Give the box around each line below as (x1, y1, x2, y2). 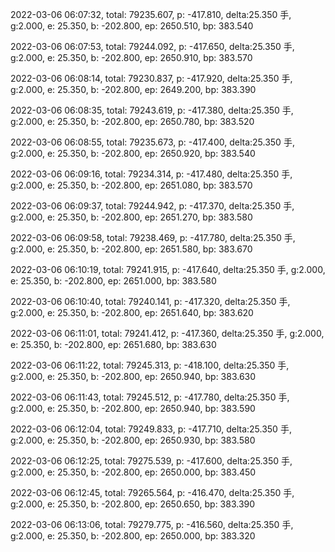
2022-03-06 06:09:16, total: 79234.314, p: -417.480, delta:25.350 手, (10, 168, 293, 180)
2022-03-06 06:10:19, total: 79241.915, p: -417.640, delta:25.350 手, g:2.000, (10, 264, 326, 275)
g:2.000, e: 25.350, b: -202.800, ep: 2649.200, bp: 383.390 (10, 84, 257, 95)
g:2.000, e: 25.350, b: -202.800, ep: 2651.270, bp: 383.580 (10, 211, 253, 223)
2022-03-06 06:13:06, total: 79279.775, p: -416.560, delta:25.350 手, (10, 519, 294, 530)
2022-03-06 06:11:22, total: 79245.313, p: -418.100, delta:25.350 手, (10, 359, 290, 371)
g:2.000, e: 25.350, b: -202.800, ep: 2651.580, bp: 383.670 (10, 243, 253, 255)
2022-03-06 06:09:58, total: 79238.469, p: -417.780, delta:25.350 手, (10, 232, 296, 243)
